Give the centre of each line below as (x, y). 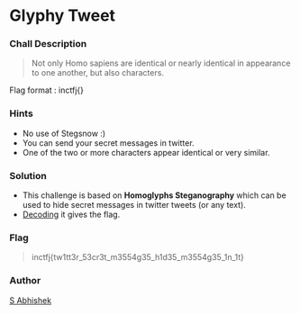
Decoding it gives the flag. (71, 215)
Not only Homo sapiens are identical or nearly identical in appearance (161, 63)
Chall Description (48, 44)
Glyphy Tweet (62, 16)
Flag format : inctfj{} (46, 90)
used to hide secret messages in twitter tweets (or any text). (134, 205)
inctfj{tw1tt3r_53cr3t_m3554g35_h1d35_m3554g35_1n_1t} (138, 257)
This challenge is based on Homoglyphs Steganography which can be (154, 195)
